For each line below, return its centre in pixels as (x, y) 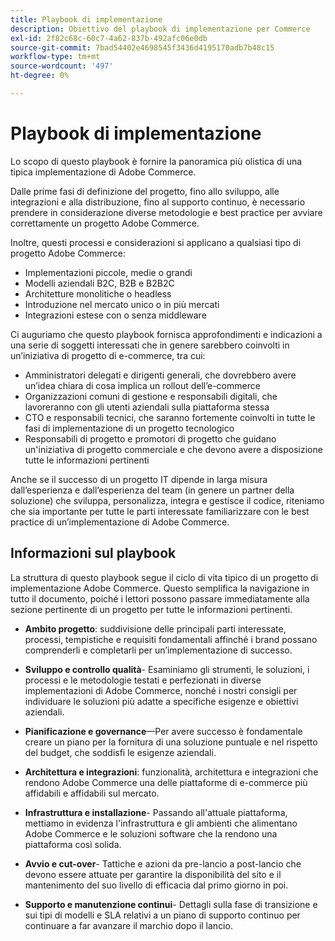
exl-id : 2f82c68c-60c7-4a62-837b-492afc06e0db (109, 38)
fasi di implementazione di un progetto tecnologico (129, 428)
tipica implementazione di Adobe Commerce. (103, 172)
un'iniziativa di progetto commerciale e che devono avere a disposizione (173, 449)
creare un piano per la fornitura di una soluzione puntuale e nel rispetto (171, 742)
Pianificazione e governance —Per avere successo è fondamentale (163, 731)
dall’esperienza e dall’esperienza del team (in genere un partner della (152, 490)
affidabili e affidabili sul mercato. (92, 793)
